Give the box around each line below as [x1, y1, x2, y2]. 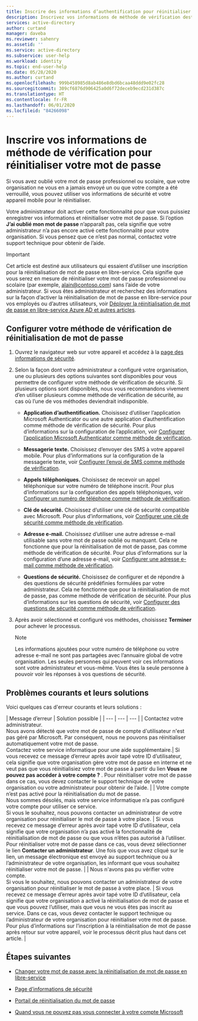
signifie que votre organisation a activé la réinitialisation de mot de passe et [6, 897, 189, 904]
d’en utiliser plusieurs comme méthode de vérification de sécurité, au [14, 392, 183, 399]
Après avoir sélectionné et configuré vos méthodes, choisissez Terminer [14, 616, 192, 623]
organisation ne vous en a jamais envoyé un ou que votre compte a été [6, 184, 178, 191]
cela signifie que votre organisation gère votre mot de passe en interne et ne [6, 758, 192, 766]
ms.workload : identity [6, 58, 62, 64]
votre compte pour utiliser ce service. [6, 803, 97, 810]
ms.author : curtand [6, 75, 54, 80]
